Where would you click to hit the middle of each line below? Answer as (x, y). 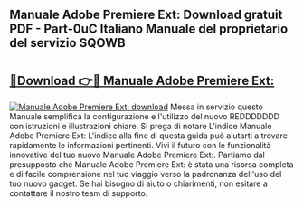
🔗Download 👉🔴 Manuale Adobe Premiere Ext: (142, 80)
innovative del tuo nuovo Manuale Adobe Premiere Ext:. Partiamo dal (137, 155)
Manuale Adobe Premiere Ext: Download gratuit (146, 15)
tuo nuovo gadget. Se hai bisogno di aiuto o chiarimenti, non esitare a (139, 183)
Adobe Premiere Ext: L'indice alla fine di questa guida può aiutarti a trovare (148, 136)
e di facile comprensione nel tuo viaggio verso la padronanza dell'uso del (146, 174)
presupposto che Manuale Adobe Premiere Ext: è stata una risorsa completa (151, 165)
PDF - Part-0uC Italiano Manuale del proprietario (149, 29)
